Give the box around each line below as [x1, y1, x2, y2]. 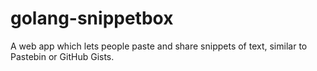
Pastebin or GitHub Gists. [10, 50, 115, 62]
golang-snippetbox [10, 7, 174, 30]
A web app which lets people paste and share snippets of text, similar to [10, 40, 308, 52]
